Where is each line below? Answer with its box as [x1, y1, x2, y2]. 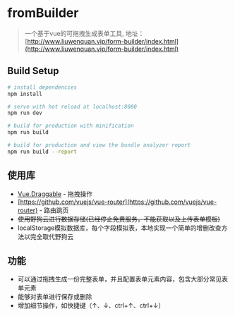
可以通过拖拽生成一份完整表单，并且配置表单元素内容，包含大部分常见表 [17, 275, 228, 284]
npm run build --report [7, 148, 78, 155]
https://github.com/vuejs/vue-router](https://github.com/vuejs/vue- [20, 197, 217, 206]
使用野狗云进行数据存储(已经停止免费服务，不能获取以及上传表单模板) [17, 214, 221, 223]
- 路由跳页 [39, 206, 69, 214]
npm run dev [7, 109, 42, 117]
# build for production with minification [7, 122, 134, 130]
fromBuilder [7, 5, 79, 21]
